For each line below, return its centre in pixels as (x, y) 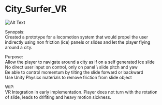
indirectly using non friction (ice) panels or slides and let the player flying (78, 42)
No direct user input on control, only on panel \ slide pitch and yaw (71, 67)
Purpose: (14, 56)
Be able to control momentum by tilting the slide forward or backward (74, 72)
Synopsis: (15, 32)
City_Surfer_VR (36, 9)
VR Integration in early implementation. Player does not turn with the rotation (81, 92)
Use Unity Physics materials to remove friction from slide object (68, 77)
